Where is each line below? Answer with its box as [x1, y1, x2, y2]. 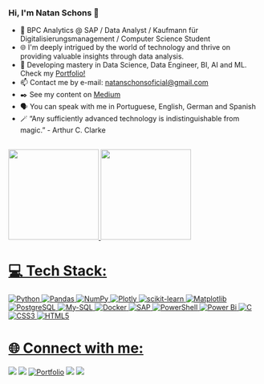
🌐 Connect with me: [8, 339, 144, 357]
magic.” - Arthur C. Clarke [19, 125, 106, 135]
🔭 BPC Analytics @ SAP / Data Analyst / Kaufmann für [19, 26, 199, 35]
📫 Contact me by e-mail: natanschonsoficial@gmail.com [19, 78, 209, 88]
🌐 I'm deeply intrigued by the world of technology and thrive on [19, 43, 231, 52]
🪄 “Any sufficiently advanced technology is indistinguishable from [19, 114, 240, 124]
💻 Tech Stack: [8, 261, 108, 280]
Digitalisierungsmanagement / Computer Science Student [19, 34, 211, 43]
